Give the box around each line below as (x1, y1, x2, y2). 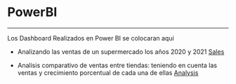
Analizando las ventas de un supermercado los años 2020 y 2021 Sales (17, 47, 225, 56)
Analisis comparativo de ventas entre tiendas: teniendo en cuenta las (17, 61, 218, 69)
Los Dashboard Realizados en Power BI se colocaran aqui (7, 34, 174, 42)
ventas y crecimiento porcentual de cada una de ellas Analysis (17, 68, 199, 77)
